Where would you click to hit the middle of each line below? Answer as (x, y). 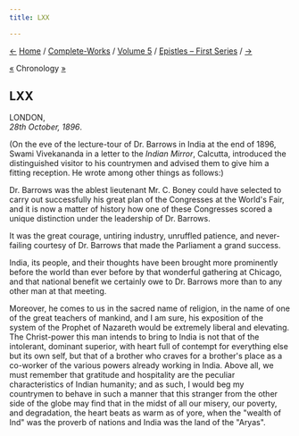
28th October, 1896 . (46, 127)
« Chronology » (38, 68)
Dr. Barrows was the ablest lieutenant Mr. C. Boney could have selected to (145, 190)
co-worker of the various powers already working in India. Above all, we (141, 365)
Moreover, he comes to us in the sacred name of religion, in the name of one (149, 308)
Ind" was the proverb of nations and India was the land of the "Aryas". (137, 423)
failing (21, 246)
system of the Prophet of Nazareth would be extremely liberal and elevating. (149, 328)
